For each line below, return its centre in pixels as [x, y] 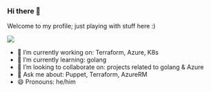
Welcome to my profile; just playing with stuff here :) [81, 26]
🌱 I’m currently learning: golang [62, 60]
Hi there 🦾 [24, 11]
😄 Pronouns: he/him [46, 82]
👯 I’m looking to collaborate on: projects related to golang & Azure [110, 67]
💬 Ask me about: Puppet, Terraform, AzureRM [82, 75]
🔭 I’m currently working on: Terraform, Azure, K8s [88, 53]
